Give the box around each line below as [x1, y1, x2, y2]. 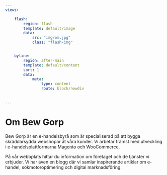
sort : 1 [23, 67, 39, 72]
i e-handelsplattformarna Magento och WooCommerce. [5, 144, 120, 150]
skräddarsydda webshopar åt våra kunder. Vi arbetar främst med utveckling [5, 138, 162, 144]
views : [5, 7, 19, 13]
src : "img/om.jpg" [32, 35, 71, 40]
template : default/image [23, 26, 75, 31]
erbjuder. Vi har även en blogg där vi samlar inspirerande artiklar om [5, 159, 147, 165]
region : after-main [23, 58, 64, 63]
